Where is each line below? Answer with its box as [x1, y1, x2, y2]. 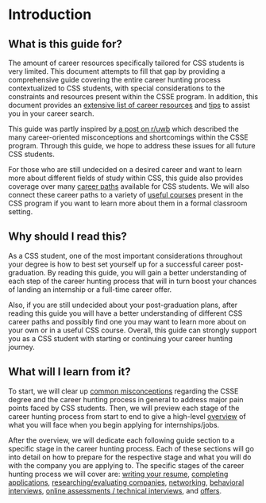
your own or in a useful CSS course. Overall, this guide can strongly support [8, 325, 257, 335]
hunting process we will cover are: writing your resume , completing [8, 469, 229, 478]
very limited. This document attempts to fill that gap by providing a [8, 67, 226, 76]
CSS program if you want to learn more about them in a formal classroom [8, 198, 248, 208]
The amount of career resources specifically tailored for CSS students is [8, 58, 245, 67]
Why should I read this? [8, 230, 127, 244]
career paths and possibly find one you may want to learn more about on [8, 317, 247, 326]
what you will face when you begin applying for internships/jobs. [8, 420, 220, 429]
